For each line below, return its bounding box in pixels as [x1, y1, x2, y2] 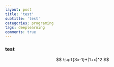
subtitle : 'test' [5, 16, 41, 21]
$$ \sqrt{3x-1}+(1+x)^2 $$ [56, 57, 109, 63]
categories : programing [5, 20, 54, 26]
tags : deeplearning [5, 25, 45, 30]
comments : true [5, 30, 36, 34]
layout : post [5, 7, 32, 12]
